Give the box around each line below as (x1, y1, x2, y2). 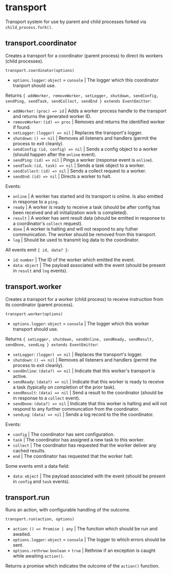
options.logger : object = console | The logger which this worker (12, 320, 149, 327)
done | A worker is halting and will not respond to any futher (12, 225, 139, 232)
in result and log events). (12, 267, 68, 274)
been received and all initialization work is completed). (12, 209, 128, 216)
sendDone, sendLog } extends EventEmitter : (5, 341, 99, 348)
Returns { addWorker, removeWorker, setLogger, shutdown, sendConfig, (5, 92, 159, 99)
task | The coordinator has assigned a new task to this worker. (12, 436, 145, 443)
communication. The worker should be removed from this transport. (12, 231, 157, 237)
